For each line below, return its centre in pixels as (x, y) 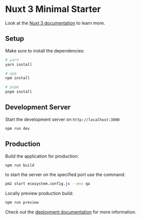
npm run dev (17, 128)
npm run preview (22, 203)
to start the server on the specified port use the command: (65, 175)
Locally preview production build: (39, 194)
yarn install (19, 64)
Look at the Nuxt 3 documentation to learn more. (55, 23)
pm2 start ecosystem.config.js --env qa (48, 184)
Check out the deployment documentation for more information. (71, 212)
